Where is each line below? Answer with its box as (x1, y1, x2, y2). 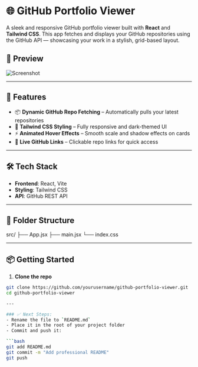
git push (6, 355, 28, 361)
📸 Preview (6, 54, 44, 64)
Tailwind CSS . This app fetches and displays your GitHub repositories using (6, 30, 190, 37)
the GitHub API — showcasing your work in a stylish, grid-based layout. (6, 37, 180, 44)
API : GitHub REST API (14, 193, 68, 200)
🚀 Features (6, 92, 47, 102)
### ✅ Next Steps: (6, 311, 52, 317)
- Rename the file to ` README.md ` (6, 317, 91, 323)
